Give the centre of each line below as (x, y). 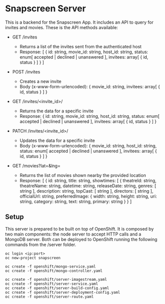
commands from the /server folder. (41, 244)
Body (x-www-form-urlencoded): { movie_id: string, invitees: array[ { (90, 86)
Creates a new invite (41, 81)
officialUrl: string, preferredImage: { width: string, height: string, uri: (88, 196)
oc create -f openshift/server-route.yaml (49, 297)
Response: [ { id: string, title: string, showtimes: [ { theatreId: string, (88, 180)
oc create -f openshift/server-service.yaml (52, 284)
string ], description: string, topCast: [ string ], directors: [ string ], (86, 191)
